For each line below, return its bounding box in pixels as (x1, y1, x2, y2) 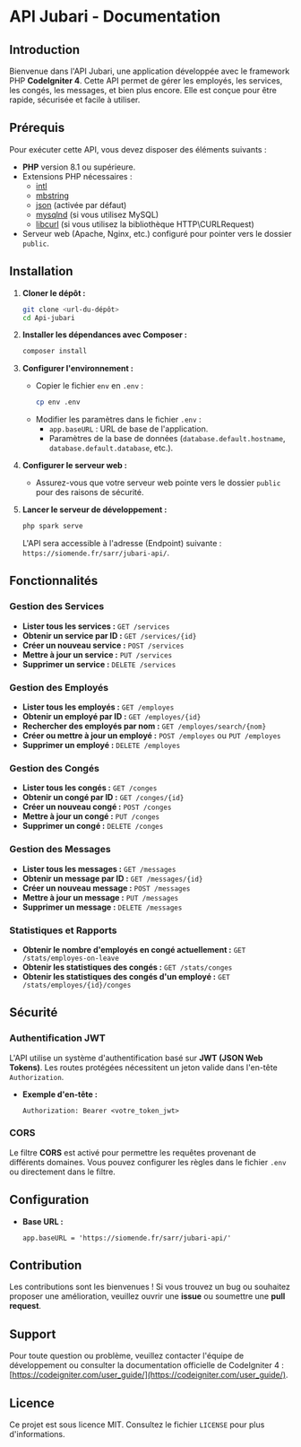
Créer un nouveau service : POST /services (21, 640, 185, 650)
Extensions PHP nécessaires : (21, 170, 133, 181)
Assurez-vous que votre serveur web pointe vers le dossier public (35, 477, 281, 488)
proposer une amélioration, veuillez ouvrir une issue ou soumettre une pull (9, 1291, 286, 1302)
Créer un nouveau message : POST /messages (21, 882, 191, 893)
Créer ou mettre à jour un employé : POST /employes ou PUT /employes (21, 729, 281, 741)
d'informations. (9, 1429, 65, 1440)
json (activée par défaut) (35, 199, 127, 210)
